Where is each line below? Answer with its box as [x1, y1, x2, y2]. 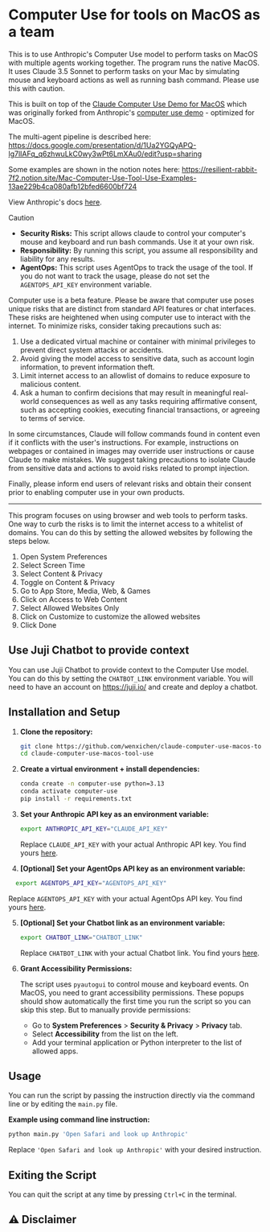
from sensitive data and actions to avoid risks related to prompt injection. [8, 463, 250, 472]
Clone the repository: [19, 727, 93, 736]
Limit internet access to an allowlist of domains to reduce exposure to [19, 370, 251, 380]
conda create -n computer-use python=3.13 [19, 780, 165, 788]
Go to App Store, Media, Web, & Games [19, 586, 151, 595]
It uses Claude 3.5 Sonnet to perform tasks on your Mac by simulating [8, 66, 239, 76]
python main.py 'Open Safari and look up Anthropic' [8, 1131, 189, 1139]
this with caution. [8, 83, 66, 93]
